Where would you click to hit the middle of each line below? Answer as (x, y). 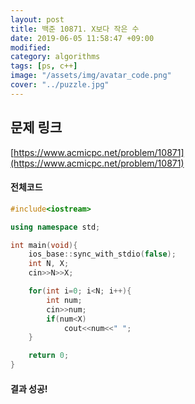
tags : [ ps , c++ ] (44, 66)
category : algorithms (55, 57)
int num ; (64, 300)
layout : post (37, 19)
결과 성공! (29, 388)
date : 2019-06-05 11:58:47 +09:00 (82, 38)
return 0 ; (49, 356)
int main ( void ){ (44, 245)
